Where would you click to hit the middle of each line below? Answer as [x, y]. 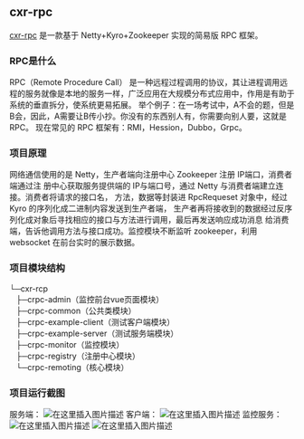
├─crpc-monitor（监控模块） [70, 344]
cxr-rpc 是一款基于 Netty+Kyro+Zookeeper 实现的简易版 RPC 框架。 [136, 35]
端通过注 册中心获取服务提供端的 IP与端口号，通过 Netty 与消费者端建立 [142, 186]
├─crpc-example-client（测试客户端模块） [95, 321]
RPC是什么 [33, 61]
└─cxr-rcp [28, 288]
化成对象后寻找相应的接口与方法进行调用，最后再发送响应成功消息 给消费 [153, 220]
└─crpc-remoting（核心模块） [72, 367]
